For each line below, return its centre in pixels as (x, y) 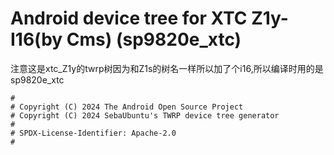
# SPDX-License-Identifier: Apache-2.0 (93, 133)
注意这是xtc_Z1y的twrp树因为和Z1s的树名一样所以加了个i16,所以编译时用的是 (167, 68)
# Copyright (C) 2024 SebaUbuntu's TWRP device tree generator (145, 115)
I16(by (36, 39)
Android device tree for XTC (129, 18)
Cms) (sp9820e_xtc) (154, 39)
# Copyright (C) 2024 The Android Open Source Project (127, 107)
